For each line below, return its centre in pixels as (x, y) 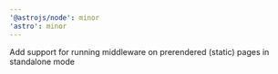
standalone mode (42, 61)
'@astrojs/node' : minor (55, 18)
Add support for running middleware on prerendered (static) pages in (139, 51)
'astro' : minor (38, 26)
